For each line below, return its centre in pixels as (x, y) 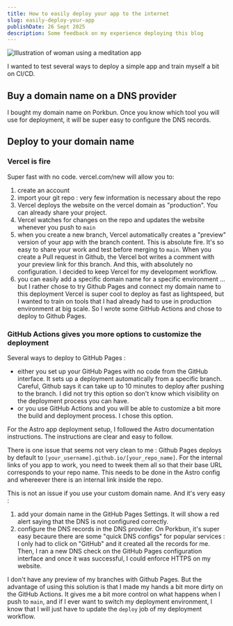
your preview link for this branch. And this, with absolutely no (105, 264)
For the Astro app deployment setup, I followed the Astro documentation (111, 430)
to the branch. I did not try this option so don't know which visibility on (118, 393)
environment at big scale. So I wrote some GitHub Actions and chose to (120, 308)
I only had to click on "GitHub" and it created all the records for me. (114, 544)
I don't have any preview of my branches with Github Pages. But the (105, 579)
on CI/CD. (21, 74)
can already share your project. (62, 212)
